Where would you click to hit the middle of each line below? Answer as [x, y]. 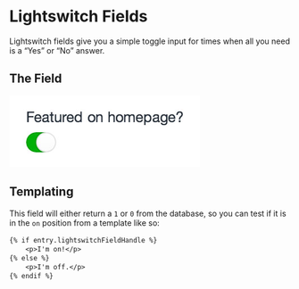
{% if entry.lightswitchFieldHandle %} [83, 240]
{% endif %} [31, 276]
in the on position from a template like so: [85, 223]
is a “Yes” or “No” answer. [57, 50]
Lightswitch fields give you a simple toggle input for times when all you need [150, 41]
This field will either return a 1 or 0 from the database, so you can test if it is [148, 213]
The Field [36, 79]
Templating [42, 192]
